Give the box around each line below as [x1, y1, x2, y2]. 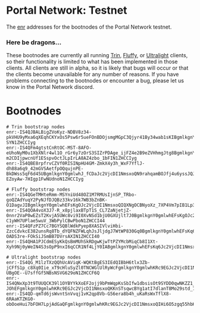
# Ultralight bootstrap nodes [6, 255, 82, 261]
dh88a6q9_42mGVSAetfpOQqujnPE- [6, 166, 84, 172]
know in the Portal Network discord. [6, 83, 95, 91]
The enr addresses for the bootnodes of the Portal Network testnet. [6, 23, 172, 30]
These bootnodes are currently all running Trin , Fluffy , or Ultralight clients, [6, 52, 188, 59]
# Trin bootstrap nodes [6, 124, 65, 130]
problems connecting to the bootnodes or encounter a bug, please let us [6, 77, 185, 84]
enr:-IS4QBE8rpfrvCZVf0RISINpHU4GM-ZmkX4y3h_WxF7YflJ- [6, 160, 145, 167]
